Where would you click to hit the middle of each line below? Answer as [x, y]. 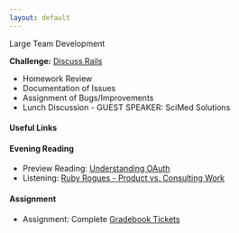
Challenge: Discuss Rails [56, 61]
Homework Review [57, 79]
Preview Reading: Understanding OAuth [96, 169]
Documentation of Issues [69, 88]
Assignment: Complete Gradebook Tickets [101, 219]
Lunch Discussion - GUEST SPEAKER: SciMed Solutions [126, 107]
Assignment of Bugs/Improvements [88, 98]
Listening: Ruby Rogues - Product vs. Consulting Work [124, 178]
